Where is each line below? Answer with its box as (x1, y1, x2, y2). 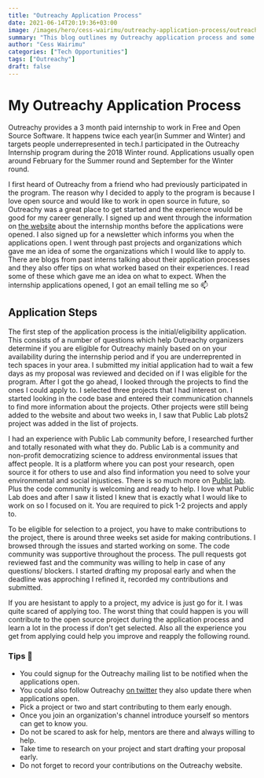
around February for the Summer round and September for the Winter (8, 156, 234, 165)
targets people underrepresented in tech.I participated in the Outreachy (8, 139, 240, 149)
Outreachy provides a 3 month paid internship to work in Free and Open (8, 123, 241, 132)
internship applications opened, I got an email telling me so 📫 (8, 280, 208, 289)
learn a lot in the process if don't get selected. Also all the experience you (8, 622, 247, 633)
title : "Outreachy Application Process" (8, 11, 143, 20)
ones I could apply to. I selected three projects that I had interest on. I (8, 385, 233, 395)
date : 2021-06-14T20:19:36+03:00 (8, 19, 118, 27)
